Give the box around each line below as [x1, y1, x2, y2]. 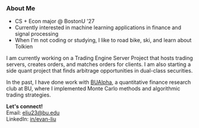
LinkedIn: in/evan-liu [6, 115, 57, 123]
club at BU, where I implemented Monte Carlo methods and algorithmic [6, 85, 181, 92]
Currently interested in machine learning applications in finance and [14, 24, 182, 31]
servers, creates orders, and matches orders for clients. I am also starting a [6, 61, 191, 68]
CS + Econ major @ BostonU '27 [14, 18, 95, 25]
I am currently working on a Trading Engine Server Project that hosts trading [6, 55, 194, 62]
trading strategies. [6, 91, 51, 99]
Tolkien [14, 43, 33, 50]
